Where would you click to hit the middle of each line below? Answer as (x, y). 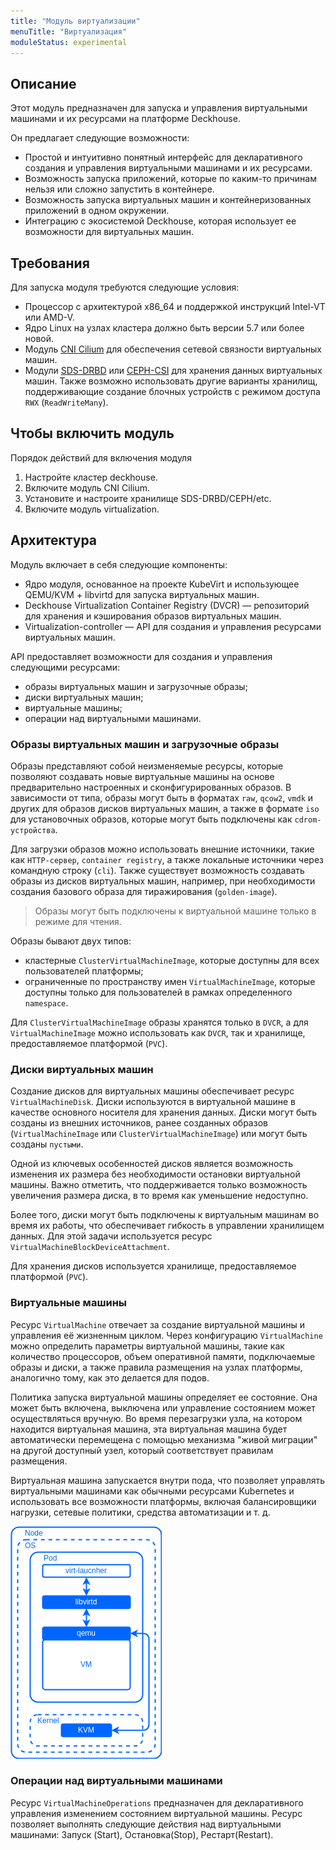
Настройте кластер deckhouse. (91, 477)
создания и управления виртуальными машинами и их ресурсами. (168, 168)
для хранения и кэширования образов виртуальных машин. (153, 616)
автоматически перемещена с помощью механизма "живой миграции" (164, 1439)
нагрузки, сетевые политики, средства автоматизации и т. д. (140, 1512)
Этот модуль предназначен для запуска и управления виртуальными (159, 108)
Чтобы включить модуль (92, 433)
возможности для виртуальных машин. (109, 232)
